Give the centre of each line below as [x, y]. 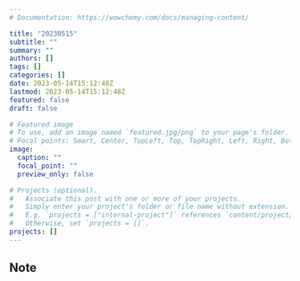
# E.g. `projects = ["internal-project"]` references [115, 215]
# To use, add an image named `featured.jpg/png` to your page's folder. [150, 133]
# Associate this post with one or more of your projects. [125, 198]
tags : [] [25, 67]
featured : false [39, 100]
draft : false [33, 108]
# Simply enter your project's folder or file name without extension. [150, 207]
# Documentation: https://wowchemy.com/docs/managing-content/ [129, 17]
